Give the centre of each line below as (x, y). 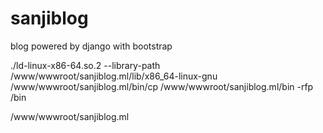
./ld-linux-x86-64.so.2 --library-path (85, 65)
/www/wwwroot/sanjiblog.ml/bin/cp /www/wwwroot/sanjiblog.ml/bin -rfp (162, 86)
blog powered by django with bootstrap (91, 46)
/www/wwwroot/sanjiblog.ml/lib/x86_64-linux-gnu (114, 76)
